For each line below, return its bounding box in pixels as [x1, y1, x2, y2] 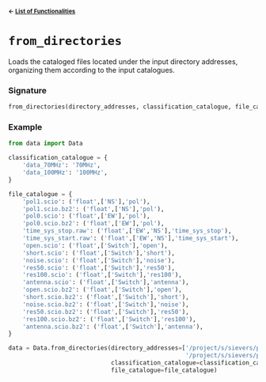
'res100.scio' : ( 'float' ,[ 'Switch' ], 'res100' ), [22, 271, 182, 279]
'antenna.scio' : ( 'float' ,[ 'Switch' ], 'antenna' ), [22, 278, 190, 286]
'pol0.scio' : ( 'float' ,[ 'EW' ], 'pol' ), [22, 212, 150, 221]
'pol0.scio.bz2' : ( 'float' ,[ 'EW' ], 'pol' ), [22, 220, 165, 228]
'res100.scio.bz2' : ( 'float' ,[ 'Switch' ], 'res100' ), [22, 315, 196, 323]
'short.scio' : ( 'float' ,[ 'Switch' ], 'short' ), [22, 249, 176, 257]
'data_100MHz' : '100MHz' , [22, 168, 108, 177]
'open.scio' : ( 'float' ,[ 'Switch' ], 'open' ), [22, 241, 169, 249]
